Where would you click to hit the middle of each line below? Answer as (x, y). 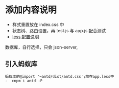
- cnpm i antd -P (24, 81)
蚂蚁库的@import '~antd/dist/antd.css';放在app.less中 (59, 76)
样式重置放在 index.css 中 (38, 24)
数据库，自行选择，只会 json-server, (42, 47)
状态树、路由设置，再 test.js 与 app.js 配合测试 (59, 30)
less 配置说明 (25, 37)
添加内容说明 (31, 10)
